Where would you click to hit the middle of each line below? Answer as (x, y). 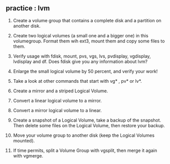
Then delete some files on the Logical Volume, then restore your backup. (89, 125)
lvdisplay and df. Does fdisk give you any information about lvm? (80, 61)
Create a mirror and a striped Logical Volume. (60, 91)
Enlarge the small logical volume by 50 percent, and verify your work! (86, 71)
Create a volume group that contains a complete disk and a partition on (87, 20)
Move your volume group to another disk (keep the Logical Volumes (84, 135)
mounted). (24, 140)
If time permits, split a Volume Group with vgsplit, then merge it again (85, 150)
